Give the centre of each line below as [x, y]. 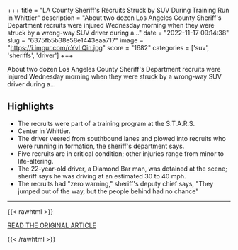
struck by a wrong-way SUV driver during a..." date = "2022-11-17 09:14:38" [118, 33]
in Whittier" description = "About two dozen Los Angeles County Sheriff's [114, 18]
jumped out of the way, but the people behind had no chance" [108, 191]
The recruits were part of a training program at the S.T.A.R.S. [106, 123]
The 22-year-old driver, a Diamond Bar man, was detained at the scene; [123, 169]
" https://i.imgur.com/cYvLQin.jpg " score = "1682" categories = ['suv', [108, 48]
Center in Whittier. [44, 131]
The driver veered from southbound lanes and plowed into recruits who [122, 138]
